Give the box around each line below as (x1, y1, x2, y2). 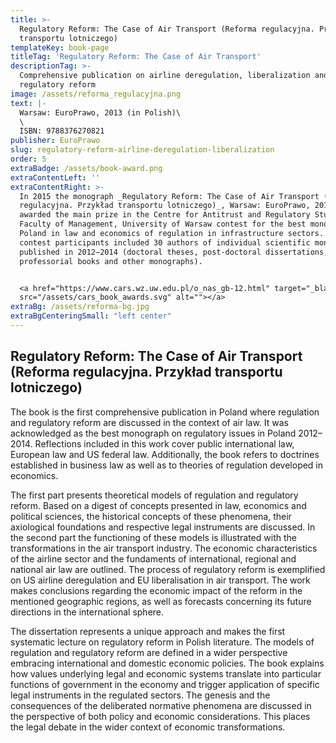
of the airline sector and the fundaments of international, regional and (10, 552, 297, 565)
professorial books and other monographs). (19, 256, 203, 266)
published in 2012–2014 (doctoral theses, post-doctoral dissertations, (19, 247, 329, 257)
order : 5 (10, 154, 47, 164)
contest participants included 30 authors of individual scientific (19, 237, 311, 248)
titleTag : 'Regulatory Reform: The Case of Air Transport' (10, 52, 262, 62)
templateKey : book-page (10, 42, 110, 53)
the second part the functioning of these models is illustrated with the (10, 531, 297, 543)
